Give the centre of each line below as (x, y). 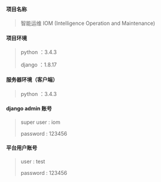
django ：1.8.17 (39, 65)
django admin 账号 (29, 108)
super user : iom (40, 122)
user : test (33, 162)
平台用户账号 (22, 148)
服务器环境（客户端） (32, 79)
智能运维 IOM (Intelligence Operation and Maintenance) (88, 23)
